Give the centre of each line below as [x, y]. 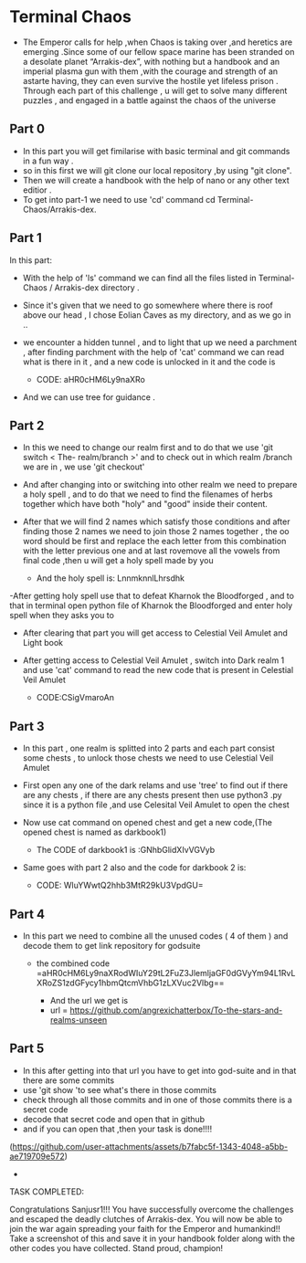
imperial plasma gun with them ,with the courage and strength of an [150, 71]
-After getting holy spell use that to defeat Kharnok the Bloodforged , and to [152, 596]
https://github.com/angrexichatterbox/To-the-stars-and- [176, 1010]
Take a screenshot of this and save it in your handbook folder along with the [152, 1238]
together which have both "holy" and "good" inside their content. [145, 504]
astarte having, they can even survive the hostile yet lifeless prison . [150, 80]
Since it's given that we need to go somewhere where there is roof [148, 305]
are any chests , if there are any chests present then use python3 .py [152, 795]
